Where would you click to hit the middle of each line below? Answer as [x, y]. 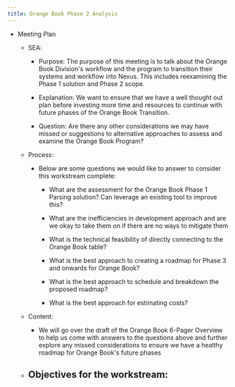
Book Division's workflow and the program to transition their [126, 68]
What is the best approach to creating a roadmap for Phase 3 [138, 260]
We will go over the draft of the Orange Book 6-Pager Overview [131, 330]
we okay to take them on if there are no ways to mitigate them [139, 226]
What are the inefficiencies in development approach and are [138, 218]
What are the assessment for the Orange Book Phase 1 [128, 189]
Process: [41, 154]
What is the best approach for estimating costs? [119, 302]
